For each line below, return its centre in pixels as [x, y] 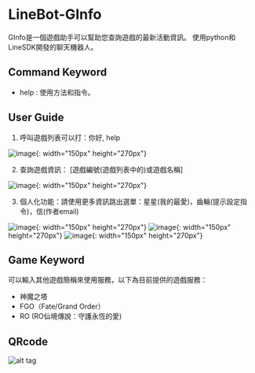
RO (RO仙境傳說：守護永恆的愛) [71, 316]
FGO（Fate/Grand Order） [62, 307]
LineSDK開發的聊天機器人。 [53, 47]
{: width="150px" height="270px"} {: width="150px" [133, 227]
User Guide [36, 118]
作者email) [63, 211]
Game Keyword [46, 260]
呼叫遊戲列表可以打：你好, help [70, 137]
